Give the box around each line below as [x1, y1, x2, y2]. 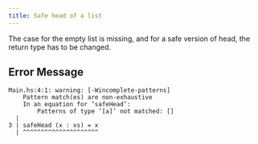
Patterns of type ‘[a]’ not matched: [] [37, 107, 174, 116]
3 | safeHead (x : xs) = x [8, 122, 99, 130]
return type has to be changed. [8, 42, 111, 52]
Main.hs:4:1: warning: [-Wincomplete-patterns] [8, 86, 171, 94]
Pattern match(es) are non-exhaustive [23, 94, 153, 102]
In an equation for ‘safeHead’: [23, 101, 131, 109]
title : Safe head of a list [8, 11, 103, 20]
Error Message [8, 66, 84, 79]
